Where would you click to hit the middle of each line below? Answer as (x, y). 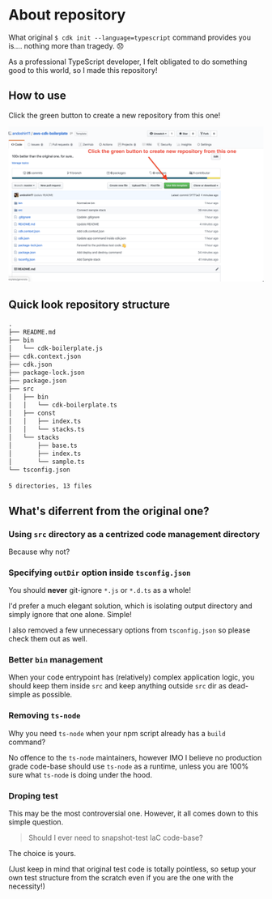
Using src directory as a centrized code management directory (134, 534)
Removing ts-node (45, 716)
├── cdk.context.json (45, 357)
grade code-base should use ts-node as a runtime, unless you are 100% (129, 766)
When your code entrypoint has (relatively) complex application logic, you (132, 677)
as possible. (52, 695)
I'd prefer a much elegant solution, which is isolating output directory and (130, 606)
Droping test (33, 795)
